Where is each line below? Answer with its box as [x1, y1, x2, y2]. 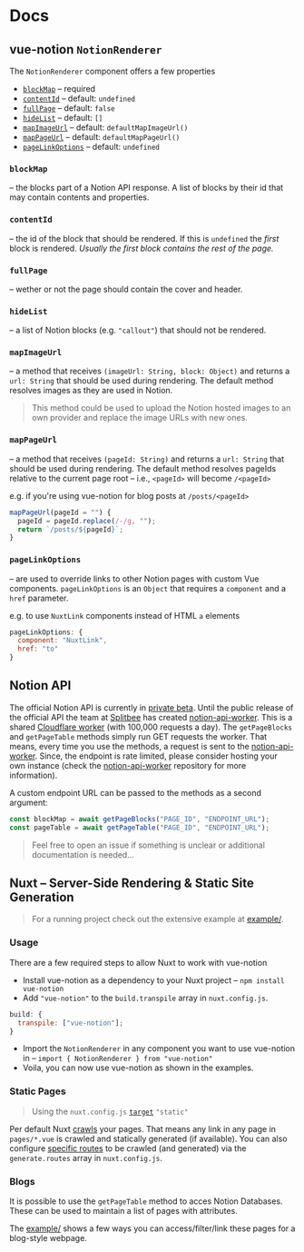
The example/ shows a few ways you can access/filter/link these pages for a [9, 1223, 296, 1234]
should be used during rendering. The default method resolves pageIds [9, 462, 277, 473]
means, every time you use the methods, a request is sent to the [9, 740, 250, 751]
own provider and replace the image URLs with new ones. [31, 412, 248, 423]
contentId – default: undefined [22, 93, 136, 104]
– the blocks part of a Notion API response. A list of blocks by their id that [9, 183, 284, 194]
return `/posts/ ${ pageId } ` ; [17, 524, 124, 534]
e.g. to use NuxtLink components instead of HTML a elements [9, 610, 240, 621]
